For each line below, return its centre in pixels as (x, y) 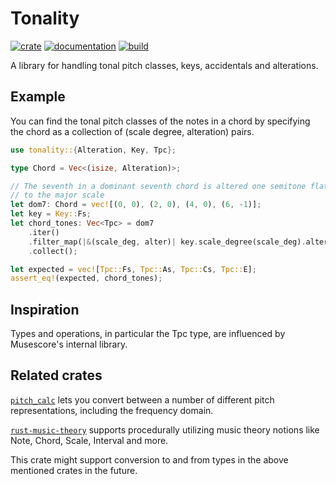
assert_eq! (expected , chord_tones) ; (86, 278)
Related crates (56, 375)
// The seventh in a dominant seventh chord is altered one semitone (158, 186)
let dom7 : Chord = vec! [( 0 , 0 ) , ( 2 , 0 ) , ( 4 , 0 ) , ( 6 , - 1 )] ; (136, 205)
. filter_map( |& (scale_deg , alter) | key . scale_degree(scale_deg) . (167, 242)
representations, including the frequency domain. (112, 410)
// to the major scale (57, 195)
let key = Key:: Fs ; (51, 214)
